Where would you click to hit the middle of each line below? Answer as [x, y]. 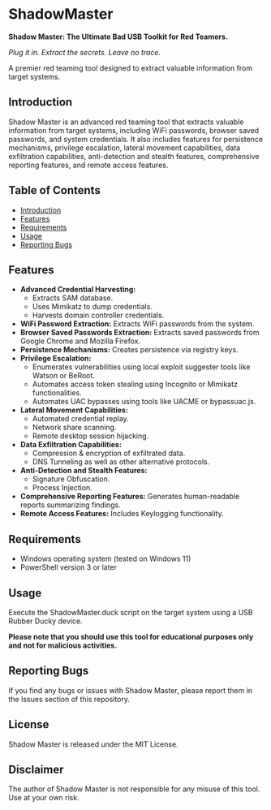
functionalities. [57, 393]
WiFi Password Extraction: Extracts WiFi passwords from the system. [137, 324]
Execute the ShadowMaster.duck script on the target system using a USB [131, 612]
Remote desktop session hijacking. [90, 436]
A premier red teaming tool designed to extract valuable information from [131, 68]
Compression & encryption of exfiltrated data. [109, 453]
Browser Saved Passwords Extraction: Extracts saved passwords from [140, 333]
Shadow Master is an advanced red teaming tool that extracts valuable [126, 122]
